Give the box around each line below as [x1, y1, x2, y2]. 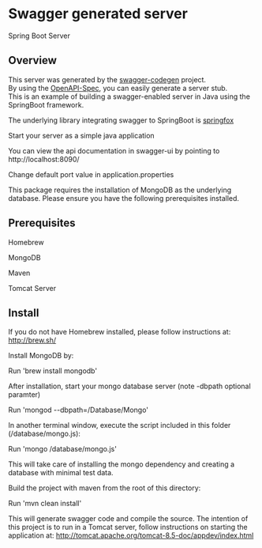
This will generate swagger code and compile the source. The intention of [8, 514, 249, 523]
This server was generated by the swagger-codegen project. [8, 74, 207, 84]
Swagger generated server [8, 5, 188, 23]
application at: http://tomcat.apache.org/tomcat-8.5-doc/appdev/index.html [8, 531, 254, 540]
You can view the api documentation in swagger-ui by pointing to [8, 146, 220, 155]
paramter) [8, 390, 41, 399]
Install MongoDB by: [8, 351, 74, 361]
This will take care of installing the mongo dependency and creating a [8, 459, 235, 469]
